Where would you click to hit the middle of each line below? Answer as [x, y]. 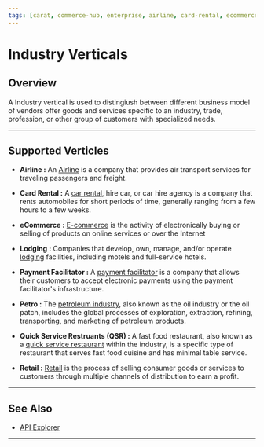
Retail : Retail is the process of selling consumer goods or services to [132, 368]
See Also [30, 408]
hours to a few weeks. [55, 210]
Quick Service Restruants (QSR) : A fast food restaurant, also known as [136, 336]
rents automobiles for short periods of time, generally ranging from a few [137, 202]
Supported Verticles [59, 151]
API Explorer [40, 427]
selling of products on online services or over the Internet [112, 233]
